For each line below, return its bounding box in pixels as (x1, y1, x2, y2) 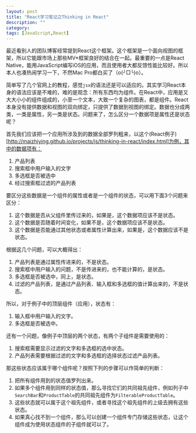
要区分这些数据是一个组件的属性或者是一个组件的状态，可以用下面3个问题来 (6, 192, 188, 199)
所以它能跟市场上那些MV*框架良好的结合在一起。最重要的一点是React (16, 54, 185, 61)
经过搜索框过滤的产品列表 (14, 180, 76, 187)
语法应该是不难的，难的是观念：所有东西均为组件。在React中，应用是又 (16, 89, 188, 96)
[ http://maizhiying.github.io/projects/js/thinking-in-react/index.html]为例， (6, 138, 185, 145)
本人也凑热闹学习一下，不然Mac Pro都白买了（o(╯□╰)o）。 (6, 69, 147, 76)
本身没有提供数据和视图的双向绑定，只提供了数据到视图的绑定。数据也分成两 (6, 104, 190, 111)
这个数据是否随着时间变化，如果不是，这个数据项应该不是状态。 (14, 219, 168, 226)
